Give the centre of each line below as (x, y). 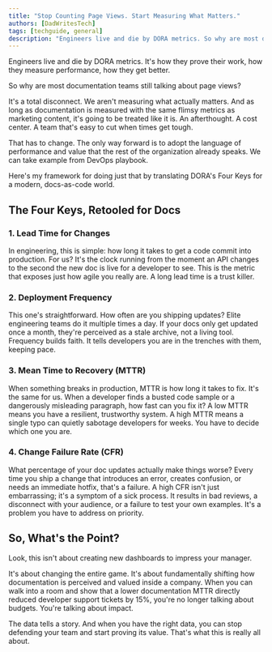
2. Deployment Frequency (60, 297)
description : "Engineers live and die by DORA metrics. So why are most (134, 38)
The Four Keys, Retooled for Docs (95, 210)
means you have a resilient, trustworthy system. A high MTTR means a (126, 414)
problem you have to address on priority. (76, 513)
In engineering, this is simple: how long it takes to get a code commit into (130, 250)
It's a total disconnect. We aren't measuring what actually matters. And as (132, 101)
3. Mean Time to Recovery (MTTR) (77, 371)
